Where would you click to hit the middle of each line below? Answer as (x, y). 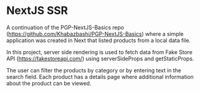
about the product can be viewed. (49, 83)
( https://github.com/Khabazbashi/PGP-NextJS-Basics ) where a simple (95, 33)
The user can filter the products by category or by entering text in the (94, 70)
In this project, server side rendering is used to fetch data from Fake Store (99, 52)
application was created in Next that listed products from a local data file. (98, 40)
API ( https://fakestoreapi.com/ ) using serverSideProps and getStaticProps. (100, 58)
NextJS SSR (37, 11)
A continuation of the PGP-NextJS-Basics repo (65, 27)
